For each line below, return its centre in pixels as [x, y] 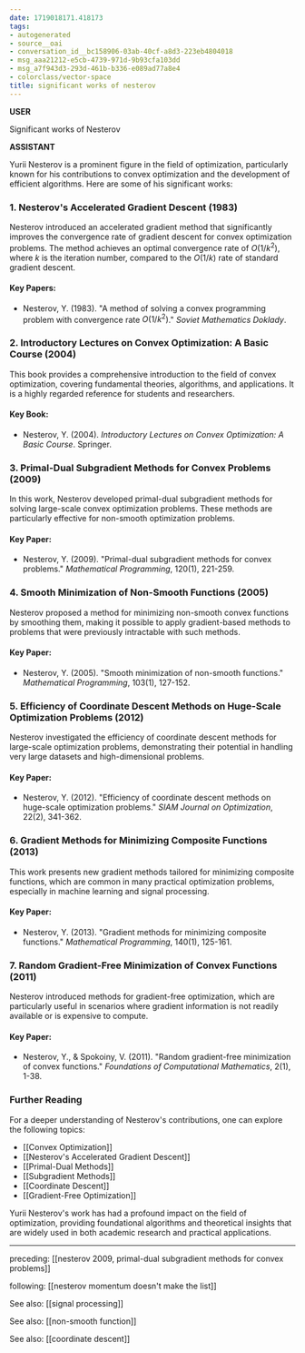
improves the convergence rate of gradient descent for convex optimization [151, 237]
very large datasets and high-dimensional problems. [107, 757]
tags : [20, 26]
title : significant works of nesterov [83, 86]
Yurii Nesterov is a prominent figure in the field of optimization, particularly [149, 164]
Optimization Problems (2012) [77, 717]
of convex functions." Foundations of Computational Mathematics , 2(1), [157, 1066]
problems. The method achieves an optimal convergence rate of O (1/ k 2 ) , [145, 247]
